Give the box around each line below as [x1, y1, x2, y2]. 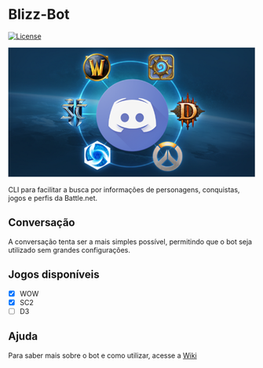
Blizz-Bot [8, 5, 70, 24]
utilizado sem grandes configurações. [8, 245, 131, 254]
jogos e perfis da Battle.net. [8, 193, 98, 202]
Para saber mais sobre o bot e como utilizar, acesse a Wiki [8, 351, 198, 360]
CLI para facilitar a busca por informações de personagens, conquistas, [8, 184, 240, 194]
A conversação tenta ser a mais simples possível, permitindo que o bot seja [8, 237, 253, 246]
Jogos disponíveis [8, 268, 100, 282]
